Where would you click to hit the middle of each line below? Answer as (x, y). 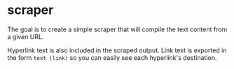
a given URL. (26, 36)
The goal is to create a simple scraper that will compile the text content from (117, 29)
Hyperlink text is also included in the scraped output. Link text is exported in (117, 50)
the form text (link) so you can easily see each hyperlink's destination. (112, 57)
